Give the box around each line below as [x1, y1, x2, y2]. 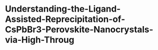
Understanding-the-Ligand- [5, 3, 121, 15]
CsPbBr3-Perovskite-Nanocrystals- [5, 24, 154, 35]
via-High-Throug [5, 34, 74, 46]
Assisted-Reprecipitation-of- [5, 14, 125, 25]
